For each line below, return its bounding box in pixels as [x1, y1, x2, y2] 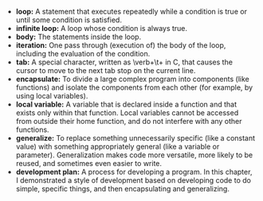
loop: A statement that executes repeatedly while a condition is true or [15, 7, 247, 16]
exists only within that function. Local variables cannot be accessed [15, 108, 239, 118]
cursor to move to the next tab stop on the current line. [15, 66, 196, 75]
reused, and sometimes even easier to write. [15, 159, 162, 168]
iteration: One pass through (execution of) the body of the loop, [15, 41, 226, 50]
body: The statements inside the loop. [15, 32, 142, 41]
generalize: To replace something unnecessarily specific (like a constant [15, 133, 256, 142]
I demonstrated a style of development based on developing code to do [15, 176, 251, 185]
